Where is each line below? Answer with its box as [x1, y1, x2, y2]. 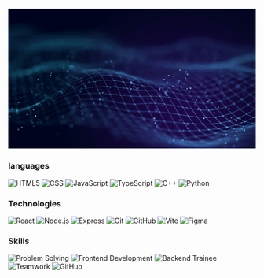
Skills [8, 235, 30, 246]
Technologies [8, 198, 61, 209]
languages [8, 161, 49, 172]
